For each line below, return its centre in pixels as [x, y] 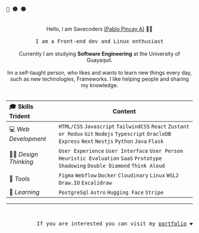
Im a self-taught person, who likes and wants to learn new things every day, [99, 73]
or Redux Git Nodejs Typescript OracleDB [115, 134]
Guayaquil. [99, 60]
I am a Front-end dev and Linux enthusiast [99, 41]
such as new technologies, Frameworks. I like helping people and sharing [99, 79]
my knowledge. [99, 85]
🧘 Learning [24, 192]
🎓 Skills [21, 106]
